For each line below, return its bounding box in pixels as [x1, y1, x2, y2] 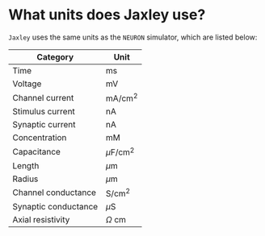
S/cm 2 [105, 186, 131, 199]
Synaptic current [12, 119, 76, 130]
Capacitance [12, 146, 61, 157]
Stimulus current [12, 106, 75, 118]
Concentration [12, 132, 67, 143]
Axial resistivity [12, 213, 70, 225]
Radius [12, 173, 39, 184]
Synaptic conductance [12, 201, 99, 212]
